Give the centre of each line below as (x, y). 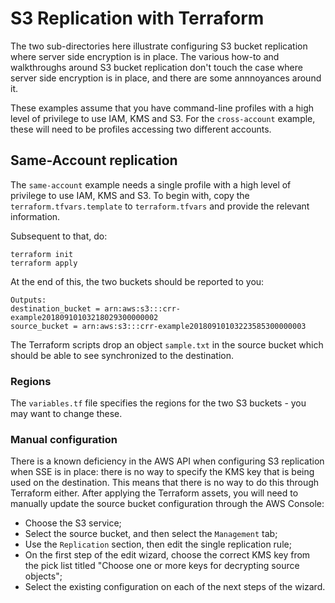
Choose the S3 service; (73, 523)
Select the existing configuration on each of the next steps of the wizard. (175, 587)
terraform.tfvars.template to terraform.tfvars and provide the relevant (160, 206)
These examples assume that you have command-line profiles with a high (162, 108)
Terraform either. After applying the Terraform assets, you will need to (154, 493)
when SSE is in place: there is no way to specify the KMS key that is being (162, 472)
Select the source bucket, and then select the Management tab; (151, 534)
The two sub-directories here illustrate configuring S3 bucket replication (159, 46)
